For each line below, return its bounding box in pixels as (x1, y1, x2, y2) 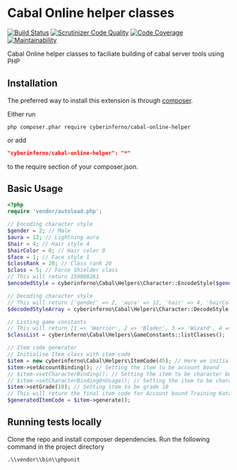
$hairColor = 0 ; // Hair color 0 (7, 247, 106, 254)
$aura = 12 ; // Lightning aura (7, 234, 99, 241)
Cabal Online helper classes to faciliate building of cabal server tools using (7, 49, 224, 58)
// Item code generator (7, 344, 78, 351)
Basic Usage (7, 183, 63, 195)
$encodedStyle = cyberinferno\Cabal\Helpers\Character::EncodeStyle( (7, 280, 217, 287)
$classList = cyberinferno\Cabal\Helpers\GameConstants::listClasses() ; (7, 332, 226, 339)
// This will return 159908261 (7, 273, 99, 280)
